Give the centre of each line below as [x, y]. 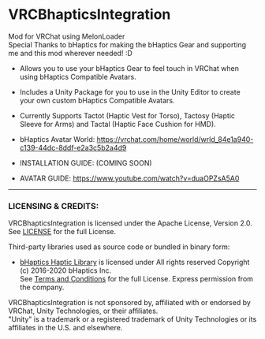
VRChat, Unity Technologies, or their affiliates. [83, 311]
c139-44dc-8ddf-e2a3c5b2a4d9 [73, 147]
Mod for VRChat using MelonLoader [67, 36]
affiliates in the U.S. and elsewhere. [65, 328]
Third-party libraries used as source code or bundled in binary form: [119, 247]
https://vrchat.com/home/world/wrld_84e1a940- [175, 139]
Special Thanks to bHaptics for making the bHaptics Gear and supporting [127, 44]
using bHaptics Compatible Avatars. [78, 76]
